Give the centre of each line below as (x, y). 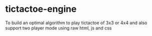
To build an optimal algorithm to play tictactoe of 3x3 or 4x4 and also (76, 23)
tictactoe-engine (41, 9)
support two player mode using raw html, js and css (58, 28)
